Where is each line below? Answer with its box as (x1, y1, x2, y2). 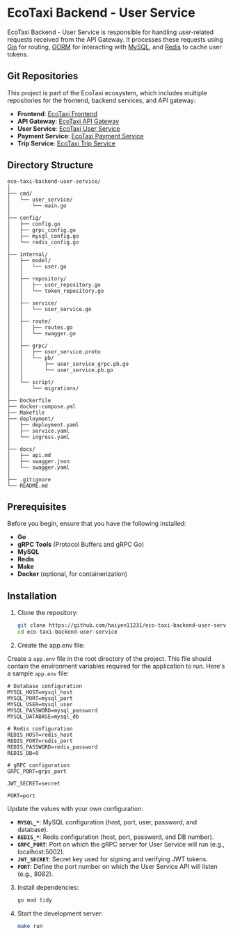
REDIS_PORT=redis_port (7, 737, 73, 744)
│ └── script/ (7, 378, 54, 385)
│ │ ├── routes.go (7, 323, 73, 331)
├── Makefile (7, 409, 45, 416)
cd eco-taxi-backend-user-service (17, 628, 118, 636)
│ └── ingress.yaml (7, 433, 70, 440)
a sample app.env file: (7, 669, 70, 678)
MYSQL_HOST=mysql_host (7, 689, 73, 696)
